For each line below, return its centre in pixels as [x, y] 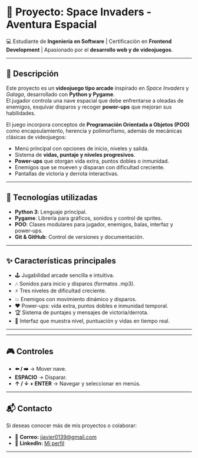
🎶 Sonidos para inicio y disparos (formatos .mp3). [75, 284]
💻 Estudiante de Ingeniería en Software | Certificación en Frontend [89, 41]
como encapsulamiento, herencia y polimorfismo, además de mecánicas [94, 131]
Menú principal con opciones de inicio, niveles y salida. [82, 148]
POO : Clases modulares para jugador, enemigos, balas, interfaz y [94, 224]
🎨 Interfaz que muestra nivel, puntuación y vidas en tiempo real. [92, 321]
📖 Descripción [32, 74]
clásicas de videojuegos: [36, 137]
